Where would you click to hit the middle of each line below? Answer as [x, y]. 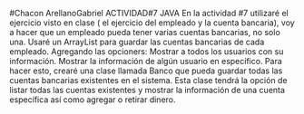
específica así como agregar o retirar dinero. [93, 100]
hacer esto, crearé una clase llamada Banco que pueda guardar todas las [146, 71]
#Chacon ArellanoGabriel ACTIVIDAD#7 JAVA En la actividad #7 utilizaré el [149, 13]
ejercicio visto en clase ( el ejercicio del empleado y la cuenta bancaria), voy [152, 23]
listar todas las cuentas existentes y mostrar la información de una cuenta [147, 90]
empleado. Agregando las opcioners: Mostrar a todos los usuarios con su [147, 52]
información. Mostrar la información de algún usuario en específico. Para [146, 61]
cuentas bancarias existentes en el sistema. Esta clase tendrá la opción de [148, 80]
